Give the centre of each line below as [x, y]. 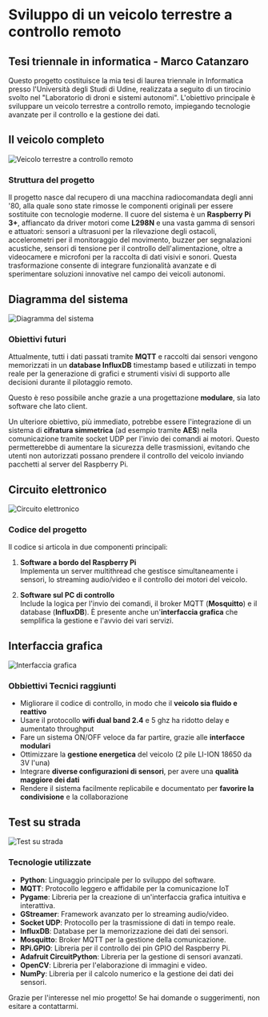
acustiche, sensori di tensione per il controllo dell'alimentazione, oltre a [126, 248]
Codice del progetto [48, 529]
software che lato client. [48, 406]
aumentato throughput [57, 729]
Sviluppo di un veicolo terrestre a [120, 15]
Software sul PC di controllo [67, 595]
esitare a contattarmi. [43, 1006]
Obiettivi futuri [37, 339]
